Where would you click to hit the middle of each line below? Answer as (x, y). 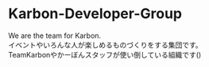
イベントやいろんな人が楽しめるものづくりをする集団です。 (105, 45)
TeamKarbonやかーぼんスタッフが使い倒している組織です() (105, 54)
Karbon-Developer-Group (95, 14)
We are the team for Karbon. (55, 35)
